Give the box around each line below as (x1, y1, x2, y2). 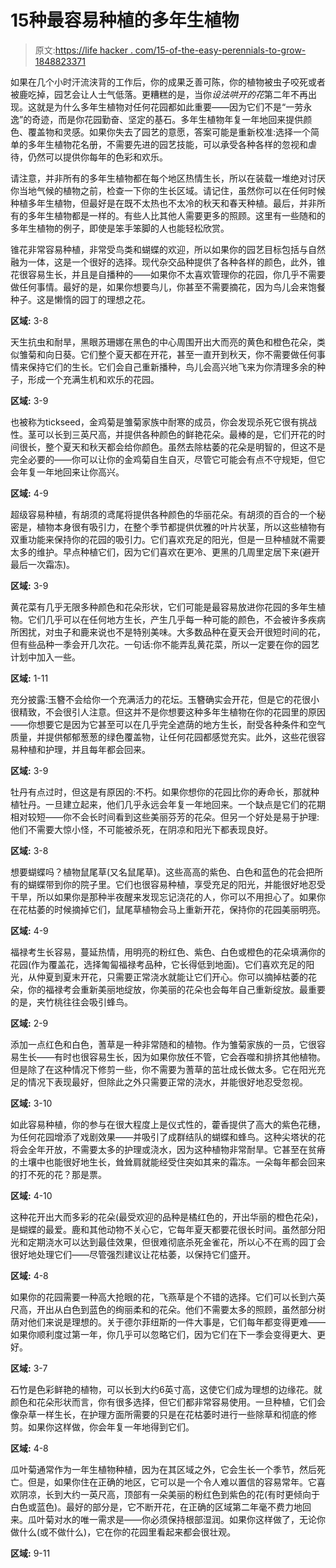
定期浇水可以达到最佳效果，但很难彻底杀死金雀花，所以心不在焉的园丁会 (27, 1236, 326, 1248)
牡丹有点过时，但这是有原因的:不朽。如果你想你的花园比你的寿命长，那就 (10, 786, 312, 798)
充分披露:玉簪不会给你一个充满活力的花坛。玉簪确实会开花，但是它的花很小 (10, 693, 320, 705)
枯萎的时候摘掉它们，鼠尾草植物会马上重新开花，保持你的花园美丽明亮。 (27, 903, 326, 915)
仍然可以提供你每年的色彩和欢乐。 (27, 151, 168, 163)
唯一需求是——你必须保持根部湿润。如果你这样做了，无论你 (79, 1513, 326, 1525)
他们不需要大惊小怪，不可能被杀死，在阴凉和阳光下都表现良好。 (10, 823, 273, 835)
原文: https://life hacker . (34, 44, 133, 56)
